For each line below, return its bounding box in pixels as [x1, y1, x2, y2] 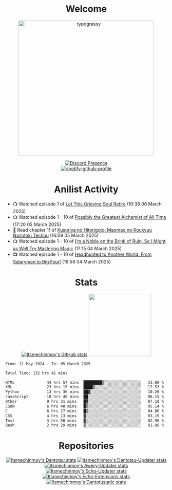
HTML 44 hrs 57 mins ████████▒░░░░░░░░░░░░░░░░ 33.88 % [5, 380, 164, 385]
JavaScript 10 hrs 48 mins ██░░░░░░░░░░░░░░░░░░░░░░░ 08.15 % [5, 394, 164, 400]
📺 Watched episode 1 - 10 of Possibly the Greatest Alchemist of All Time [12, 214, 166, 220]
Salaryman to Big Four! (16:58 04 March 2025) [12, 258, 111, 265]
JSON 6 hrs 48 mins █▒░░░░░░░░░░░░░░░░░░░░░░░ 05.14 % [5, 404, 164, 409]
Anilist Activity [53, 183, 119, 195]
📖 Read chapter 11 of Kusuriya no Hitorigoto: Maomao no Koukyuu [12, 227, 152, 233]
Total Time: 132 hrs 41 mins [5, 370, 68, 375]
